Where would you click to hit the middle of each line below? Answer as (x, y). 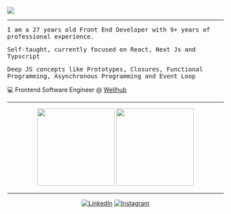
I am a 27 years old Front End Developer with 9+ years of (109, 30)
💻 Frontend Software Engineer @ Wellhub (67, 90)
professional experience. (51, 37)
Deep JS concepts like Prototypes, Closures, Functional (105, 69)
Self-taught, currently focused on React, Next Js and (101, 49)
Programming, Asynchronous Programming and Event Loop (101, 76)
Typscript (23, 56)
